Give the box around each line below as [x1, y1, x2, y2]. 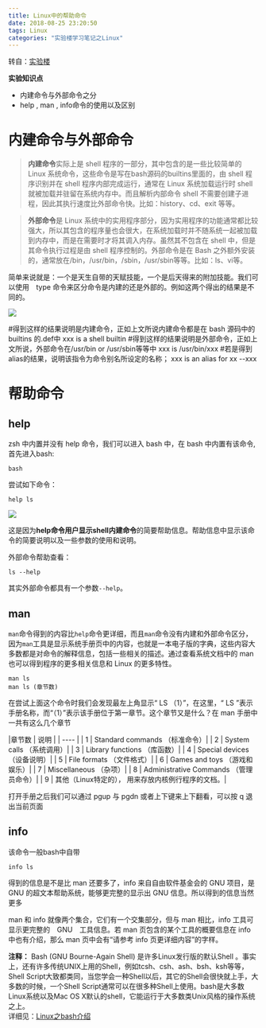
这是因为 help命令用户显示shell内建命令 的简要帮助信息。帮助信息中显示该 [8, 526, 249, 535]
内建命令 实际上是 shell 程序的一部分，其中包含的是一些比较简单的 [27, 159, 242, 169]
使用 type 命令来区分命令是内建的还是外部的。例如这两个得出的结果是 [14, 282, 248, 292]
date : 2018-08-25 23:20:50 [8, 19, 98, 27]
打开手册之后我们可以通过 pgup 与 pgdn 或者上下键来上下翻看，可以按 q [8, 792, 245, 800]
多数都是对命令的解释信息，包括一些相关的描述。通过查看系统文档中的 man [8, 649, 254, 658]
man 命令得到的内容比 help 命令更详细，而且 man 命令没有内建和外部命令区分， [8, 629, 253, 638]
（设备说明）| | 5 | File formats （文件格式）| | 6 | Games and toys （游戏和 [8, 755, 253, 764]
